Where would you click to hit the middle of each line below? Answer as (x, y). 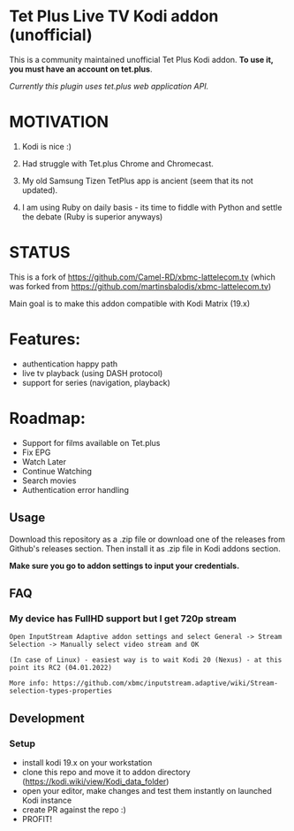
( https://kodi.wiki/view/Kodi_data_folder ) (95, 781)
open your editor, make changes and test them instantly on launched (147, 790)
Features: (45, 339)
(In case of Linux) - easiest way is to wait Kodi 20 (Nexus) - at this (146, 660)
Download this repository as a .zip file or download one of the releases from (147, 539)
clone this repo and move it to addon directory (106, 772)
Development (47, 718)
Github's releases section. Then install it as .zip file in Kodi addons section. (145, 548)
